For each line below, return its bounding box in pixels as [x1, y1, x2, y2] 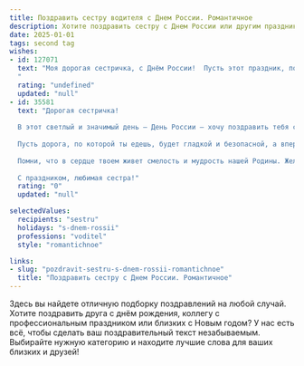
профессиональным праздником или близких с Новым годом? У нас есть [9, 318, 295, 328]
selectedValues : [9, 207, 71, 216]
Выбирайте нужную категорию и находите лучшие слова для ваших [9, 337, 273, 347]
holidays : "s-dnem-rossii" [17, 223, 119, 232]
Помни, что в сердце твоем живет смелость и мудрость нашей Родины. [17, 156, 281, 166]
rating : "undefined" [17, 81, 95, 90]
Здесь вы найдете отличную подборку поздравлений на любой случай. [9, 298, 287, 309]
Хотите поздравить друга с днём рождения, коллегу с [9, 308, 220, 318]
